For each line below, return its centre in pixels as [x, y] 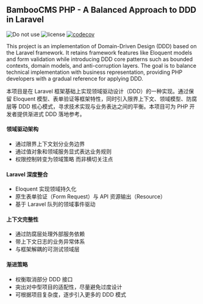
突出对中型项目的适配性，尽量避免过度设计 [69, 287]
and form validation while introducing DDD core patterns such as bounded [100, 59]
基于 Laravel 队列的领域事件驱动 [55, 204]
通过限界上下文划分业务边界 [50, 144]
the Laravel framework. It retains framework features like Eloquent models [99, 52]
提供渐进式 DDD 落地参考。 [51, 114]
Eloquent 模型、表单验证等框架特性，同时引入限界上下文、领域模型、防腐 [105, 99]
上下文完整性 [22, 219]
